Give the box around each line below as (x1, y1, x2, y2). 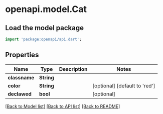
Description (59, 65, 88, 72)
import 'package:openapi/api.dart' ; (5, 37, 82, 42)
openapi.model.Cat (5, 4, 87, 15)
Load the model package (5, 24, 84, 32)
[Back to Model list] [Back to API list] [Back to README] (5, 103, 120, 109)
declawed (8, 90, 32, 97)
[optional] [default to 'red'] (92, 82, 155, 89)
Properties (5, 51, 39, 59)
